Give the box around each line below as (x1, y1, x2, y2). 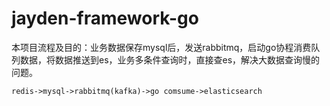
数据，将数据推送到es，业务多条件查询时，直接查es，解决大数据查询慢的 (19, 53, 321, 66)
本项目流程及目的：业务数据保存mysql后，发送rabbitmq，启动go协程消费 (11, 41, 312, 53)
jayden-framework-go (11, 7, 199, 30)
